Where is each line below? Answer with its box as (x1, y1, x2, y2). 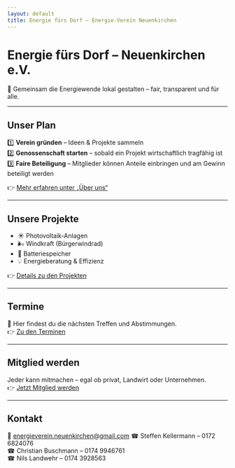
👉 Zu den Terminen (7, 327, 66, 336)
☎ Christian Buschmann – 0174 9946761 (7, 446, 125, 455)
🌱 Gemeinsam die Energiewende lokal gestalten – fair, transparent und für (7, 85, 220, 93)
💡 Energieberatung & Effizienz (17, 257, 104, 266)
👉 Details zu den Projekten (7, 271, 87, 280)
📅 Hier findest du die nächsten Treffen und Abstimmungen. (7, 319, 177, 328)
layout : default (7, 10, 55, 18)
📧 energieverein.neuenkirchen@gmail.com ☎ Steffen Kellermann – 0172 (7, 432, 215, 440)
